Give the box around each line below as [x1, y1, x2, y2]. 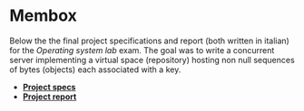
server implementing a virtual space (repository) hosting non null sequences [9, 54, 295, 65]
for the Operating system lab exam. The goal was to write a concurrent [9, 44, 275, 55]
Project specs [22, 81, 76, 92]
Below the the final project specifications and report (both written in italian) [9, 35, 290, 46]
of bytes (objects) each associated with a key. [9, 64, 181, 75]
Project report [22, 91, 77, 102]
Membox [9, 5, 77, 26]
